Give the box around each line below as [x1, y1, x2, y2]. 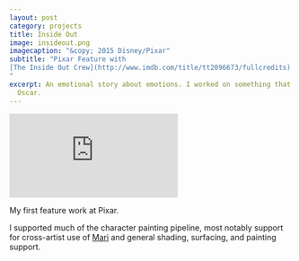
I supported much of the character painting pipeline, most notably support [9, 222, 284, 233]
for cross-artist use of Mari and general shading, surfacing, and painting [9, 231, 277, 242]
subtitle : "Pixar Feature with [9, 55, 127, 64]
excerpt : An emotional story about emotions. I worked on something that [9, 80, 292, 89]
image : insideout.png [9, 38, 91, 48]
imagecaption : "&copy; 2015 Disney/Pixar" [9, 47, 171, 56]
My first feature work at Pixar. [9, 204, 119, 215]
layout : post [9, 13, 58, 22]
